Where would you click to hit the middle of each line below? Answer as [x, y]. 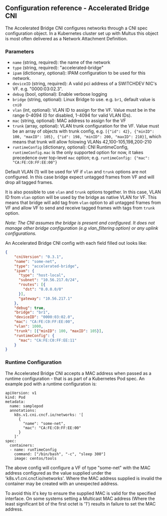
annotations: [23, 410]
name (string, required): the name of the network [61, 62]
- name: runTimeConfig [33, 450]
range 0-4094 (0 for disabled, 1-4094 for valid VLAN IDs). [72, 115]
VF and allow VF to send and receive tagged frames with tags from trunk [80, 208]
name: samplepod [26, 406]
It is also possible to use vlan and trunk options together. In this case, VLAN [83, 192]
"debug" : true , [30, 308]
